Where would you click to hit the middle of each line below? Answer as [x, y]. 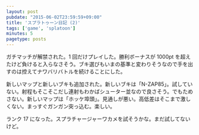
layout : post [22, 12]
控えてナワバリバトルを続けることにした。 [74, 71]
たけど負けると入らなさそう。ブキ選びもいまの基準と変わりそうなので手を [97, 64]
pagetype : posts [26, 39]
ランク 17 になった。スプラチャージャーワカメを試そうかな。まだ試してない [98, 119]
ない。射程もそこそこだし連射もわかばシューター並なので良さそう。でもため [99, 91]
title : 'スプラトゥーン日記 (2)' [43, 22]
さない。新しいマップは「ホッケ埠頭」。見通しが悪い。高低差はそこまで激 [96, 99]
